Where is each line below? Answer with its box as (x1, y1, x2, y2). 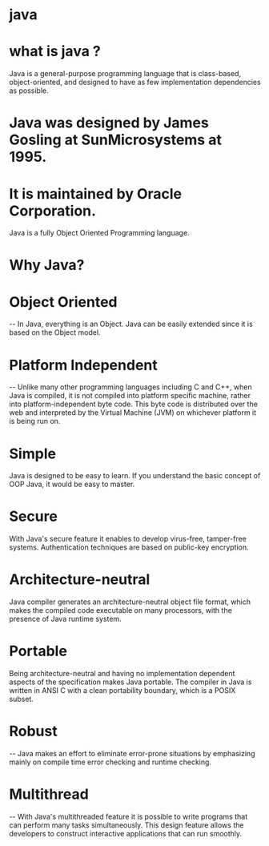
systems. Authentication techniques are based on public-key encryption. (9, 542, 249, 552)
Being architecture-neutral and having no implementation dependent (9, 669, 235, 679)
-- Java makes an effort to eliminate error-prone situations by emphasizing (9, 749, 255, 758)
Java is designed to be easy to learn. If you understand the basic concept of (9, 471, 261, 481)
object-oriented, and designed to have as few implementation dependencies (9, 78, 261, 87)
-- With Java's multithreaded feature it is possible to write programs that (9, 812, 247, 821)
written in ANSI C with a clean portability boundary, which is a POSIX (9, 686, 236, 695)
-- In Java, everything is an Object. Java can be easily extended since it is (9, 319, 253, 329)
